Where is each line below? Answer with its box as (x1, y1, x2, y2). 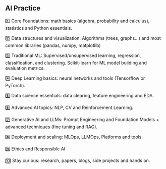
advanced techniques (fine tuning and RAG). (5, 124, 97, 130)
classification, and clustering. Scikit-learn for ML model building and (5, 60, 147, 66)
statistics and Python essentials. (5, 25, 72, 31)
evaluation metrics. (5, 65, 45, 71)
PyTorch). (5, 82, 26, 88)
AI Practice (5, 4, 41, 13)
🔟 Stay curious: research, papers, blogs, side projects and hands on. (5, 157, 150, 163)
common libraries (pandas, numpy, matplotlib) (5, 42, 101, 48)
